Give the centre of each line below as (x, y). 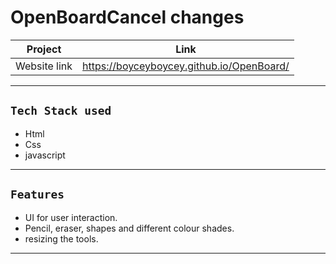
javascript (45, 155)
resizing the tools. (61, 238)
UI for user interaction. (71, 217)
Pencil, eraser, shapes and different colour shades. (129, 228)
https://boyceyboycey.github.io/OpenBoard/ (186, 66)
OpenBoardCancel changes (127, 17)
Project (44, 49)
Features (37, 194)
